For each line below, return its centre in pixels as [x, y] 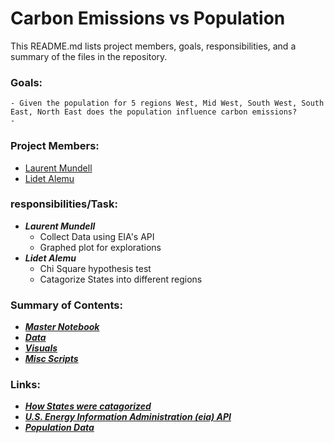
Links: [25, 385]
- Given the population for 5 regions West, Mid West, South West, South [167, 103]
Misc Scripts [51, 359]
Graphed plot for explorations [100, 247]
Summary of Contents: [66, 305]
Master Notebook [62, 327]
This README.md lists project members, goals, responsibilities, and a [153, 46]
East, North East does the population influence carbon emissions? [154, 112]
